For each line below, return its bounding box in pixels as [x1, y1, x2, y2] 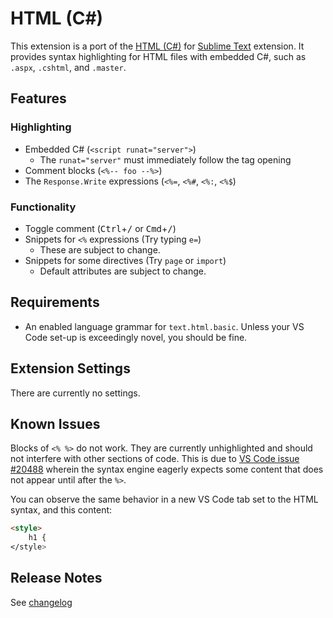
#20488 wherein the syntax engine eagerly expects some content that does [10, 463, 324, 476]
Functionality [10, 200, 77, 214]
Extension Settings [10, 360, 131, 377]
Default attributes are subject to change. [39, 265, 207, 277]
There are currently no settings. [10, 387, 141, 399]
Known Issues [10, 415, 101, 432]
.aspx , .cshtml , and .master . [10, 61, 127, 73]
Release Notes [10, 570, 103, 587]
